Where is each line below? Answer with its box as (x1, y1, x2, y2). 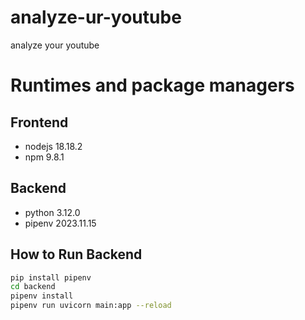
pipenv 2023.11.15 (24, 217, 97, 229)
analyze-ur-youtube (10, 6, 182, 29)
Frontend (10, 114, 69, 131)
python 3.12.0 (24, 206, 81, 218)
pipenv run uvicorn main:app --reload (10, 301, 172, 311)
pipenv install (10, 291, 74, 301)
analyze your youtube (10, 39, 100, 51)
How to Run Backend (10, 246, 143, 263)
